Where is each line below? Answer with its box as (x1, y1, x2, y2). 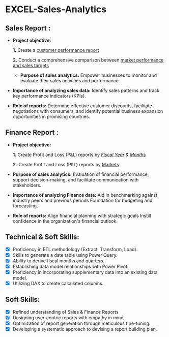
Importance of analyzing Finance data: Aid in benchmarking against (12, 192, 158, 198)
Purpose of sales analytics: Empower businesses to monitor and (20, 72, 157, 78)
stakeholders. (12, 182, 42, 188)
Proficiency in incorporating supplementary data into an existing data (12, 269, 158, 275)
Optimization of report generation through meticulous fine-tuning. (12, 320, 151, 326)
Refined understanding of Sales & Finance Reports (12, 309, 119, 315)
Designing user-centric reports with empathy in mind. (12, 314, 125, 321)
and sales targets (12, 63, 49, 68)
